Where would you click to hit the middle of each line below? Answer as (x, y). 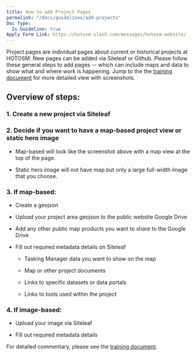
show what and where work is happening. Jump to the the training (89, 71)
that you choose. (36, 176)
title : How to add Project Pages (49, 12)
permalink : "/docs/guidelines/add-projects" (64, 18)
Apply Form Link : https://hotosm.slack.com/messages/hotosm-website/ (96, 35)
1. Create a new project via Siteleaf (58, 114)
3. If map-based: (31, 192)
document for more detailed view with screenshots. (71, 78)
